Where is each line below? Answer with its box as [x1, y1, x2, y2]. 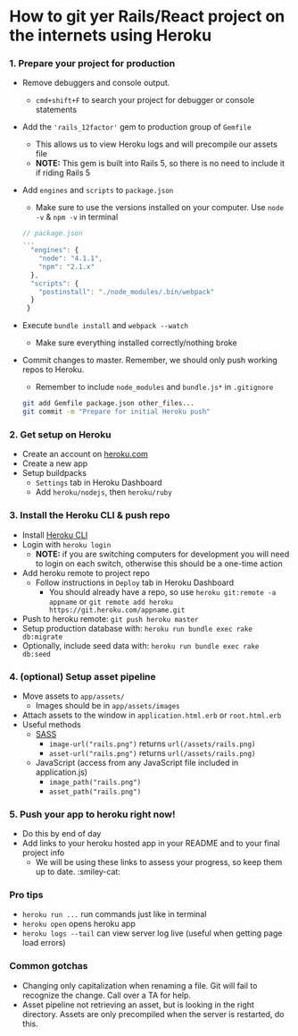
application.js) [35, 767, 87, 777]
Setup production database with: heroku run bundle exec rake [21, 623, 252, 633]
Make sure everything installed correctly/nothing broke [35, 337, 238, 348]
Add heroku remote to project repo [21, 567, 150, 578]
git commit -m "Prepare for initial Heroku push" [21, 407, 211, 417]
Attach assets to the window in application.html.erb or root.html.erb [21, 709, 282, 720]
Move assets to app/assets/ [21, 691, 125, 701]
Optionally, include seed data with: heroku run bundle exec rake [21, 640, 260, 650]
